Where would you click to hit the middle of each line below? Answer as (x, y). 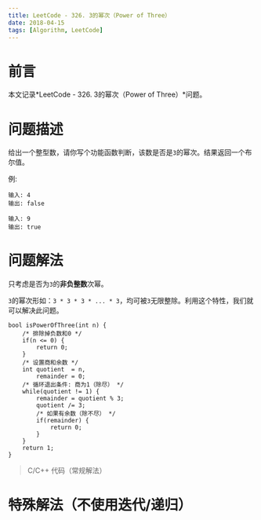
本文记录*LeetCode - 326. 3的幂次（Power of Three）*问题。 (107, 94)
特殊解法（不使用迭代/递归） (100, 505)
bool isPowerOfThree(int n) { (58, 326)
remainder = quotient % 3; (80, 399)
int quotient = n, (54, 370)
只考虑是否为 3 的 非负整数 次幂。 (58, 284)
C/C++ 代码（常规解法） (67, 471)
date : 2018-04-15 (36, 23)
